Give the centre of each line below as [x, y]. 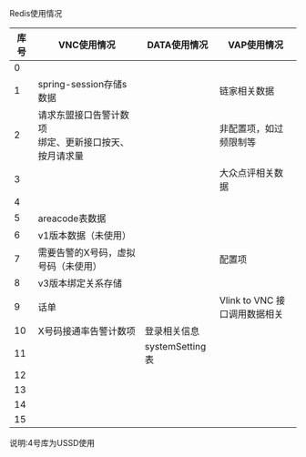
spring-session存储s [82, 84]
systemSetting [175, 346]
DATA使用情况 [178, 45]
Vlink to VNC [246, 300]
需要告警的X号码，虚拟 [87, 253]
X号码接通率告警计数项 [87, 331]
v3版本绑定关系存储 [80, 283]
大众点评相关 [247, 173]
